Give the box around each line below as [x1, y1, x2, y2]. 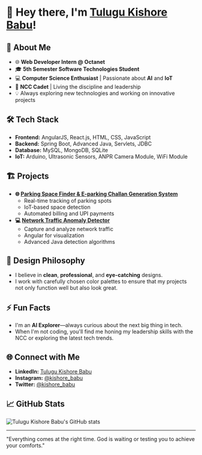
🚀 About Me [6, 42, 51, 52]
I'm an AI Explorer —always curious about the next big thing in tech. [14, 322, 183, 329]
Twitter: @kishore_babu [14, 381, 75, 388]
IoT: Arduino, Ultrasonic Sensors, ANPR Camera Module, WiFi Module [14, 153, 188, 160]
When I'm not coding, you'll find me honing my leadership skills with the [14, 328, 194, 336]
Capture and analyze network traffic [23, 225, 114, 232]
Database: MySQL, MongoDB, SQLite [14, 146, 108, 153]
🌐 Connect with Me [6, 352, 80, 362]
